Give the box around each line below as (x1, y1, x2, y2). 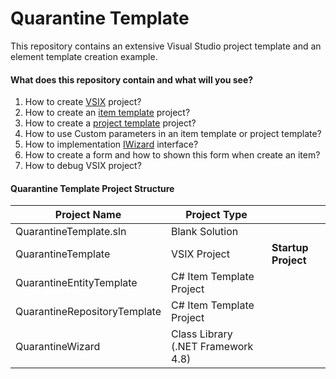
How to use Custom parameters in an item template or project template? (24, 128, 322, 140)
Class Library (171, 327, 233, 341)
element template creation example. (10, 50, 158, 62)
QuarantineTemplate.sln (15, 225, 127, 239)
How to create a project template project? (24, 117, 197, 129)
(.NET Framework (171, 340, 254, 354)
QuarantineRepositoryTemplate (15, 305, 162, 319)
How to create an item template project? (24, 107, 191, 119)
